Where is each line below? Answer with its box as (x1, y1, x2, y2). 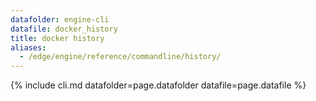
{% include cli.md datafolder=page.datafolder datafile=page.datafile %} (10, 79, 307, 91)
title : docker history (10, 33, 105, 43)
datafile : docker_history (10, 24, 118, 34)
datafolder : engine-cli (10, 14, 110, 25)
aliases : (10, 42, 47, 53)
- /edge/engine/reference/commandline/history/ (19, 52, 222, 62)
